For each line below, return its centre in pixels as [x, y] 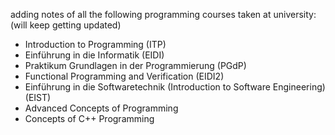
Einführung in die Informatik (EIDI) [94, 55]
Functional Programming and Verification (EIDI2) [124, 76]
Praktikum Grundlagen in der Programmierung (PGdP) [135, 65]
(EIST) [38, 97]
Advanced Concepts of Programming [101, 108]
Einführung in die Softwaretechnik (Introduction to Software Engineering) [175, 87]
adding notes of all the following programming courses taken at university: [163, 14]
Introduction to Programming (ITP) [95, 44]
